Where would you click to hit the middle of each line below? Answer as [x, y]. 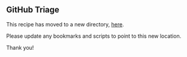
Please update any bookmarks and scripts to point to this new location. [94, 36]
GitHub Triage [33, 10]
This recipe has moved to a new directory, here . [65, 24]
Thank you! [20, 47]
